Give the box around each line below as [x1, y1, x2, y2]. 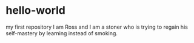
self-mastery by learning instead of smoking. [5, 29, 118, 36]
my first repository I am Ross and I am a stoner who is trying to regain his [5, 23, 189, 30]
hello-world [5, 4, 66, 17]
